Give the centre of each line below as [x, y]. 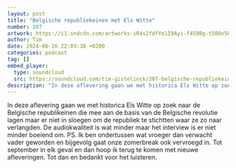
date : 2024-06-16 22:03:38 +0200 [56, 46]
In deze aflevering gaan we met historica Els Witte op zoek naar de [104, 105]
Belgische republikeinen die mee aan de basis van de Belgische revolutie [113, 113]
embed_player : [28, 66]
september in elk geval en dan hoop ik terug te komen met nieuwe [103, 150]
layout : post [26, 14]
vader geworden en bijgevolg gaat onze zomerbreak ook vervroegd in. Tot [115, 142]
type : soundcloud [39, 72]
